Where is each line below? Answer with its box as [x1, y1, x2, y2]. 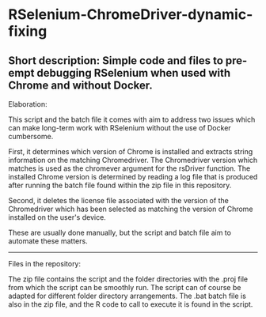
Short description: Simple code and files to [8, 54, 224, 67]
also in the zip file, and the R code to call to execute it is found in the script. [8, 300, 253, 309]
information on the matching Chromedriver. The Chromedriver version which [8, 156, 258, 164]
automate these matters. [8, 236, 89, 246]
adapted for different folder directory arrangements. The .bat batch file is [8, 291, 247, 300]
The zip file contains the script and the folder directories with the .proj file [8, 274, 248, 284]
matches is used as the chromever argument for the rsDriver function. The [8, 164, 251, 173]
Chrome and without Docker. [8, 78, 153, 92]
